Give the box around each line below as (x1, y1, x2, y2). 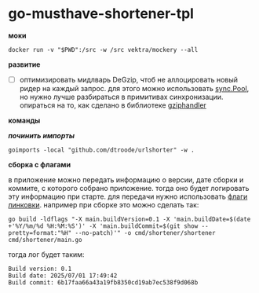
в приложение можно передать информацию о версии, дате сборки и (8, 175, 244, 185)
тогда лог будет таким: (8, 250, 85, 259)
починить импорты (8, 131, 75, 140)
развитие (8, 60, 41, 69)
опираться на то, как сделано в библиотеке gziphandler (19, 101, 206, 110)
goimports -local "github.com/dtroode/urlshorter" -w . (8, 146, 195, 154)
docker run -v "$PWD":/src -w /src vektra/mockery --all (8, 46, 199, 53)
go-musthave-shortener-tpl (8, 5, 195, 23)
